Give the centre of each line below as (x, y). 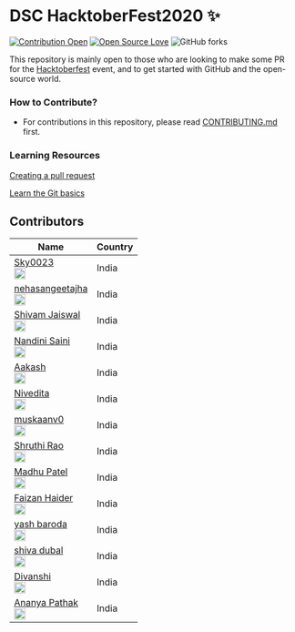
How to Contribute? (54, 102)
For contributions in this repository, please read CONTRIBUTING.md (150, 122)
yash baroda (41, 525)
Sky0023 (34, 262)
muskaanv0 (39, 420)
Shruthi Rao (39, 445)
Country (115, 247)
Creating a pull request (52, 175)
